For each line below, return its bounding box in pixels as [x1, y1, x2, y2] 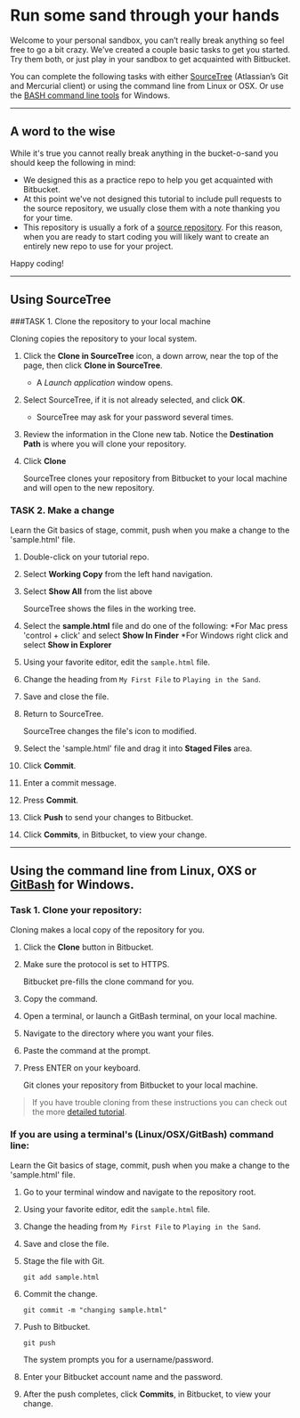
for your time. [22, 212, 74, 223]
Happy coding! [10, 257, 65, 268]
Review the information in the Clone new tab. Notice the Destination [22, 428, 274, 439]
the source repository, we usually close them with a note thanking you [22, 202, 280, 214]
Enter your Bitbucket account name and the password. [22, 1371, 223, 1381]
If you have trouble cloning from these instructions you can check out [31, 1096, 288, 1107]
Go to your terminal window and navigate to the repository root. [22, 1186, 256, 1197]
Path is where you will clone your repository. [22, 438, 187, 449]
